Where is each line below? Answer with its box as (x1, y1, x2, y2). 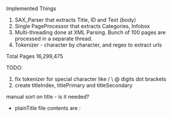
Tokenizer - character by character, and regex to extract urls (14, 41, 163, 48)
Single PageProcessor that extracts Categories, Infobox (14, 23, 150, 29)
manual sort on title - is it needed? (6, 93, 90, 100)
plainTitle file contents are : (14, 105, 81, 111)
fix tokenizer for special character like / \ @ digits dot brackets (14, 76, 167, 82)
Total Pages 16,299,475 (6, 53, 63, 59)
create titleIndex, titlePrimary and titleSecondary (14, 82, 133, 89)
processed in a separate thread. (14, 35, 93, 42)
